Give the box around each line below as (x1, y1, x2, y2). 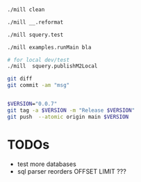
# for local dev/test (7, 56, 70, 63)
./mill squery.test (7, 31, 64, 38)
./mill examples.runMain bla (7, 44, 92, 51)
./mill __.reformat (7, 19, 64, 26)
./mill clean (7, 6, 45, 13)
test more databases (17, 160, 76, 168)
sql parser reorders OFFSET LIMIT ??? (17, 167, 126, 175)
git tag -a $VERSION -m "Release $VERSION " (7, 106, 135, 114)
